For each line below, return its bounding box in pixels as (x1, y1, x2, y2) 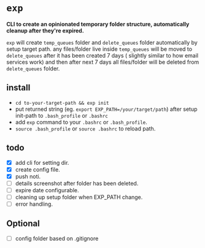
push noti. (15, 173, 41, 180)
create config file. (15, 165, 60, 173)
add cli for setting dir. (15, 159, 69, 166)
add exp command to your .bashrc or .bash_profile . (15, 118, 147, 126)
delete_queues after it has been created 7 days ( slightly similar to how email (6, 51, 198, 59)
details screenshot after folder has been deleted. (15, 179, 139, 187)
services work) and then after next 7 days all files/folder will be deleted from (6, 58, 199, 66)
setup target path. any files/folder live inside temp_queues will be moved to (6, 45, 192, 53)
